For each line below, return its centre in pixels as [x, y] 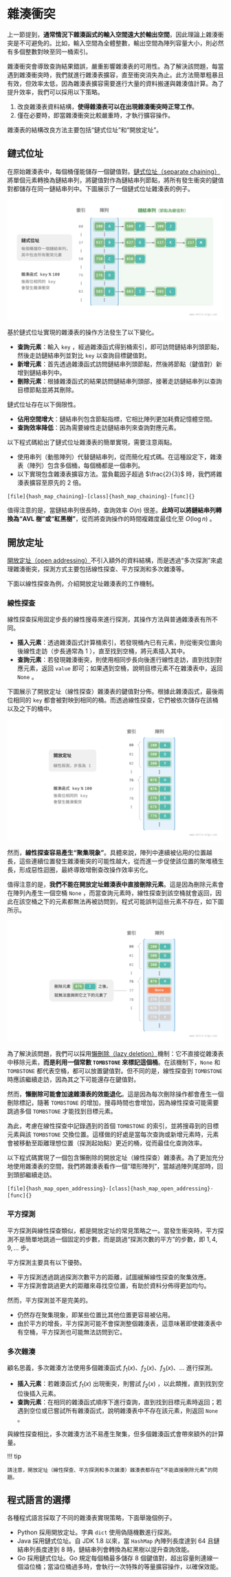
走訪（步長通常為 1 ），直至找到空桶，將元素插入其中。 [112, 651]
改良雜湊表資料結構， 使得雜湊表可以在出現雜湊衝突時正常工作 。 [107, 107]
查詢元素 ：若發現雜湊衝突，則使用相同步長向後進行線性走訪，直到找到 [117, 660]
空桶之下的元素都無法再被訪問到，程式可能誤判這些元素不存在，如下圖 [124, 901]
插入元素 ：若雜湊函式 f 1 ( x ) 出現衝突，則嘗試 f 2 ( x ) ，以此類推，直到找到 [117, 1384]
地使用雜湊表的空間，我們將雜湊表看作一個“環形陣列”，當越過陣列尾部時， [112, 1167]
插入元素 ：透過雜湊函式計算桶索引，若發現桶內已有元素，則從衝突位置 [117, 643]
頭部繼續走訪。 [34, 1175]
